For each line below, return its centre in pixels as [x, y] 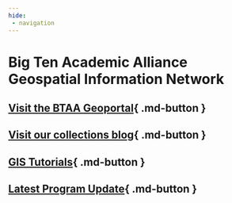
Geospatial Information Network [116, 79]
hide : [17, 15]
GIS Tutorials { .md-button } [77, 162]
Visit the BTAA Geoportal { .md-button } [107, 108]
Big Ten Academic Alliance [98, 62]
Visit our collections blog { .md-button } [107, 135]
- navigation [33, 23]
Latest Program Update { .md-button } [103, 189]
